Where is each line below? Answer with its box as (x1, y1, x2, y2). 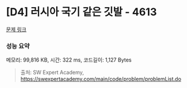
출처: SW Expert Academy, (20, 69, 84, 76)
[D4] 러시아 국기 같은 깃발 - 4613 (6, 5, 157, 19)
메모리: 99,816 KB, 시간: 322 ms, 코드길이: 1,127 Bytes (6, 56, 132, 63)
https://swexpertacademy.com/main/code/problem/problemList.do (20, 76, 182, 83)
